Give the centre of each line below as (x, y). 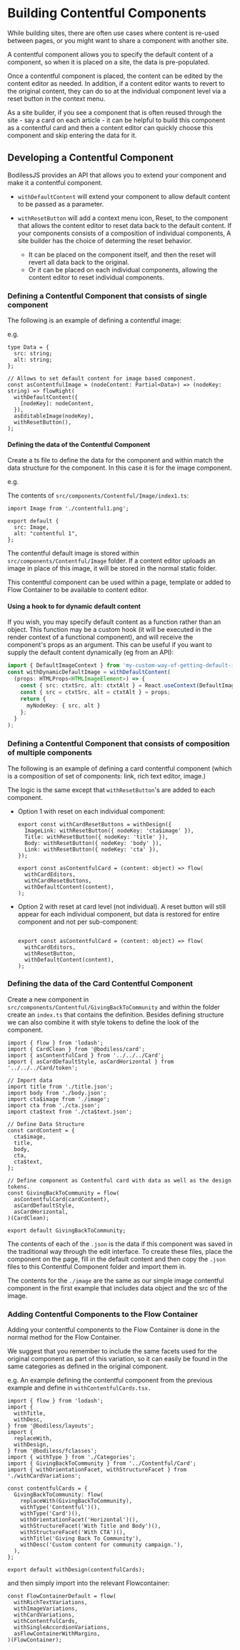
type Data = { (29, 347)
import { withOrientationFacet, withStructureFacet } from (97, 1470)
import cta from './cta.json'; (54, 1105)
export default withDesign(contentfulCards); (76, 1570)
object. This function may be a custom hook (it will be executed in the (110, 630)
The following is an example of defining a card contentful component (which (120, 768)
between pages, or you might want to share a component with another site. (118, 40)
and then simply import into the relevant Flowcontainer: (89, 1583)
